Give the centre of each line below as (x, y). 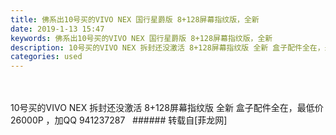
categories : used (46, 57)
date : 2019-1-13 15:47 (57, 29)
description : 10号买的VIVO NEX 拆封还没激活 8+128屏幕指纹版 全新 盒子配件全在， (167, 47)
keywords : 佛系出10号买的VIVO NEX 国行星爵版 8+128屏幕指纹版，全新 (141, 38)
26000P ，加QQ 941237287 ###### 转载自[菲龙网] (119, 120)
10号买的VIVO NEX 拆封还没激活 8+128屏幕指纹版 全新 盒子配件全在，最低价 (167, 108)
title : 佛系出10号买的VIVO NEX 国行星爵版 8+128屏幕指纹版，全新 (135, 19)
